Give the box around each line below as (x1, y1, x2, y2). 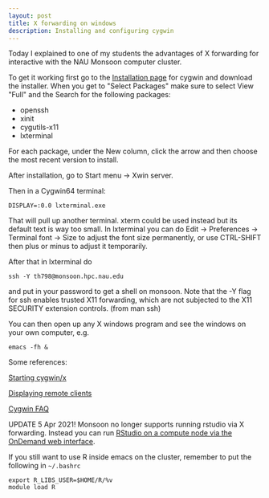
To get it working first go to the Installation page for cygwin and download (8, 73, 253, 83)
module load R (8, 484, 56, 492)
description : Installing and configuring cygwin (8, 27, 174, 35)
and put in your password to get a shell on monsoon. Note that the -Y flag (8, 287, 251, 296)
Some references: (8, 357, 67, 367)
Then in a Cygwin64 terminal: (8, 186, 106, 196)
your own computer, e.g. (8, 328, 90, 337)
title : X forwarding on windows (8, 19, 116, 27)
